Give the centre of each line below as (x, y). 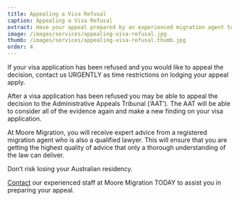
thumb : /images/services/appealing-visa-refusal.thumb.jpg (97, 40)
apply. (16, 82)
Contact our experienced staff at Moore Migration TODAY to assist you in (115, 183)
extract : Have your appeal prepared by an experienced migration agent (116, 27)
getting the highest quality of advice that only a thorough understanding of (117, 147)
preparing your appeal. (41, 190)
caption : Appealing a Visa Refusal (60, 21)
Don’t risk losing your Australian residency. (70, 169)
